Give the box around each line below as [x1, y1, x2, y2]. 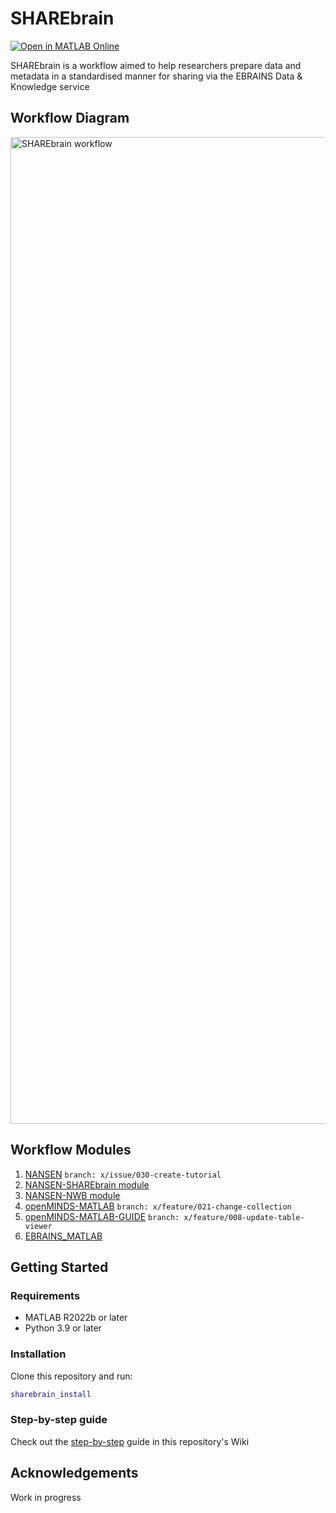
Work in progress [10, 1491, 82, 1503]
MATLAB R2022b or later [24, 1312, 128, 1324]
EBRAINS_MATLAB [24, 1230, 103, 1242]
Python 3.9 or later [24, 1322, 102, 1334]
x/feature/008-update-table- [183, 1212, 305, 1222]
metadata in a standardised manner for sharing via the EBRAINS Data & [10, 70, 303, 82]
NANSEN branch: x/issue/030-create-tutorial [24, 1168, 222, 1180]
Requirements [10, 1288, 81, 1302]
